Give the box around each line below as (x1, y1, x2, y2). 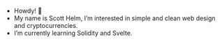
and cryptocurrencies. (13, 22, 78, 29)
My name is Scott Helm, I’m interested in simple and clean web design (13, 14, 216, 22)
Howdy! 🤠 (13, 7, 43, 15)
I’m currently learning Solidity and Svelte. (13, 29, 133, 37)
